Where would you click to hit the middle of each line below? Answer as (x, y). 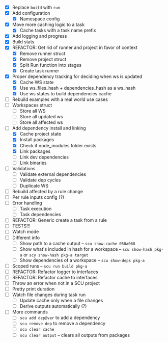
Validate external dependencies (53, 174)
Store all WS (33, 111)
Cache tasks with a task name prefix (58, 31)
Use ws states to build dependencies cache (66, 93)
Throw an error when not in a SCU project (56, 283)
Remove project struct (43, 59)
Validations (24, 168)
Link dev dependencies (44, 157)
